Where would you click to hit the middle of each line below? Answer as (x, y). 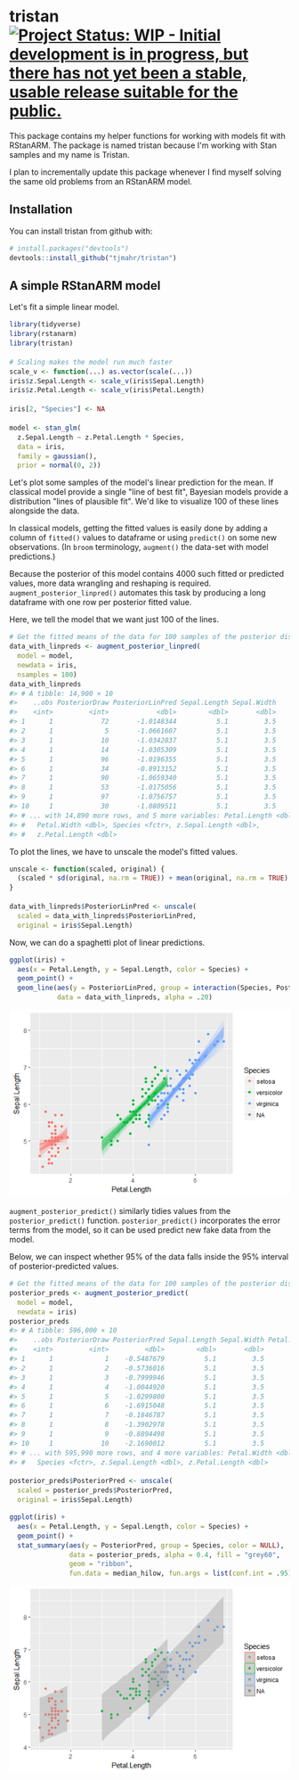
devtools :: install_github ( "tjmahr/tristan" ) (93, 258)
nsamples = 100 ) (47, 675)
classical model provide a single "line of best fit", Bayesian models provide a (149, 492)
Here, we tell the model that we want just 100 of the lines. (114, 619)
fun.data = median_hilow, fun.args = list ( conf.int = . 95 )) (182, 1574)
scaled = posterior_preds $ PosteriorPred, (95, 1490)
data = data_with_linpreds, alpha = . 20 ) (135, 997)
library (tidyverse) (45, 324)
